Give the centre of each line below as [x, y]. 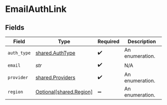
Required [109, 42]
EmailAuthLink [36, 9]
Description [142, 42]
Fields [15, 28]
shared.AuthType [55, 53]
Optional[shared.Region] [64, 92]
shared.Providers [55, 77]
